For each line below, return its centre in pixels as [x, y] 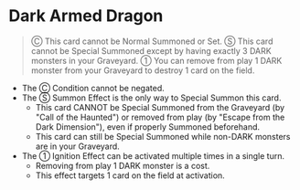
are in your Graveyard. [77, 146]
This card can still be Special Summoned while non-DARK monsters [163, 136]
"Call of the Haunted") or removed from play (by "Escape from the [160, 117]
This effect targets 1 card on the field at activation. [130, 175]
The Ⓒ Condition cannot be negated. [93, 88]
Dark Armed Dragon [86, 16]
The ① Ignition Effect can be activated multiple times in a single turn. [153, 155]
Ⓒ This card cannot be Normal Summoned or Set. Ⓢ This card [152, 41]
